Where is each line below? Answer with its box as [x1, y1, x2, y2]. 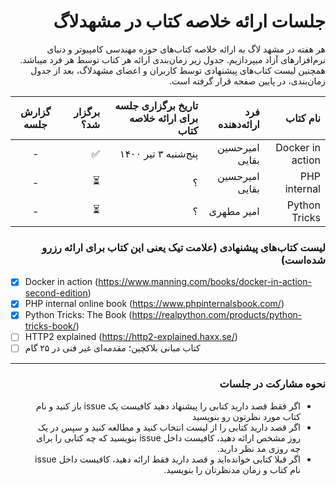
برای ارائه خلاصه [128, 111, 199, 125]
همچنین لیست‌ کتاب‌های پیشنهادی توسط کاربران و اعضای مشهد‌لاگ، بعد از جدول [30, 64, 326, 76]
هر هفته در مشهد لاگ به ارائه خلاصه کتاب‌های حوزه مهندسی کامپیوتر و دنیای [46, 43, 326, 55]
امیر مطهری [208, 204, 260, 218]
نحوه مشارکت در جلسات [219, 377, 326, 391]
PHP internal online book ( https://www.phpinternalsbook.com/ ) [24, 298, 285, 310]
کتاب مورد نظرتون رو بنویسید [191, 410, 301, 422]
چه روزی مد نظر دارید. [216, 442, 301, 454]
